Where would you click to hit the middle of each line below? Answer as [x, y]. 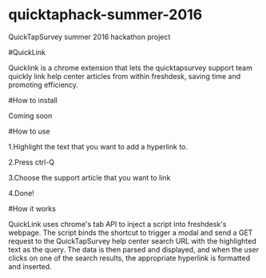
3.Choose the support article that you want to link [89, 177]
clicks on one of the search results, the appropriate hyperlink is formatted [129, 258]
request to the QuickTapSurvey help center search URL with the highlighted [133, 240]
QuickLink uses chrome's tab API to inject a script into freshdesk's [117, 224]
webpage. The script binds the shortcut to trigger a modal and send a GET [131, 232]
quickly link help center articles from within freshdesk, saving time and [125, 76]
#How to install [33, 100]
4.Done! [21, 193]
